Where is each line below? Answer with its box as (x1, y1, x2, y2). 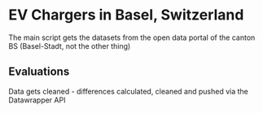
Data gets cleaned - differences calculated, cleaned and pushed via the (8, 86, 248, 96)
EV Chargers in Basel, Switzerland (8, 6, 244, 24)
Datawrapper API (8, 95, 66, 105)
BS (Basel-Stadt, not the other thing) (8, 41, 131, 50)
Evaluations (8, 65, 70, 79)
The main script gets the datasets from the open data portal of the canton (8, 33, 256, 42)
